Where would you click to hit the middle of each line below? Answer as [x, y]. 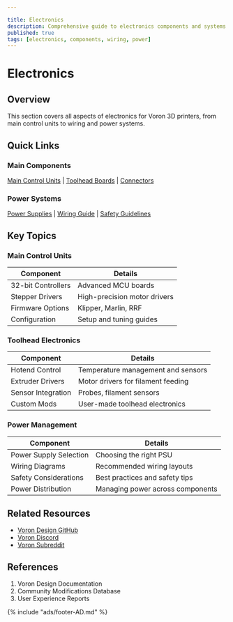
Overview [29, 99]
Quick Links [33, 145]
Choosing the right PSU [134, 455]
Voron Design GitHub [48, 530]
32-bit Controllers [41, 285]
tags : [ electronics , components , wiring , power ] [79, 39]
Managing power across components [156, 489]
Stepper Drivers [37, 296]
